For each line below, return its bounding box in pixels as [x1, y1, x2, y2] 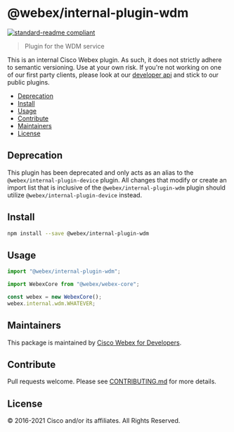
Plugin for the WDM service [24, 42, 105, 50]
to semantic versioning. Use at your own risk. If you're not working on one [7, 63, 221, 71]
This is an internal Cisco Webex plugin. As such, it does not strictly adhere [7, 55, 223, 64]
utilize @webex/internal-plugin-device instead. [7, 190, 143, 199]
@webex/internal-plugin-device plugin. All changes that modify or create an [7, 175, 227, 184]
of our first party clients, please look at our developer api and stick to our [7, 70, 219, 79]
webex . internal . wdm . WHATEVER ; [7, 300, 96, 307]
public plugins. [7, 78, 51, 86]
